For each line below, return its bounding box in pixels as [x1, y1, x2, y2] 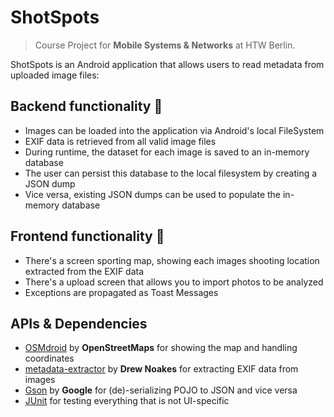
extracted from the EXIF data [24, 265, 145, 277]
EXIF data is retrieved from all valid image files [24, 135, 217, 147]
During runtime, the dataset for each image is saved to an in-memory [24, 146, 310, 158]
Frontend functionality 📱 [10, 228, 165, 245]
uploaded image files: [10, 69, 100, 81]
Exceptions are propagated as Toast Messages [24, 286, 219, 298]
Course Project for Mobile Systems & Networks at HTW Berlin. [34, 39, 296, 51]
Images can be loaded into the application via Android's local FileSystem [24, 124, 325, 136]
